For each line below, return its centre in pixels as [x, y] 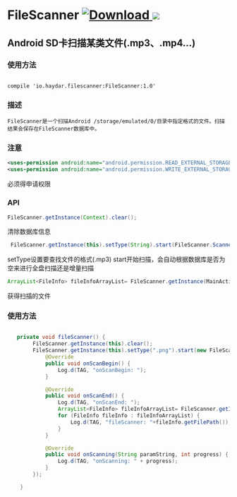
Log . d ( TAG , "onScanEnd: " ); [99, 402]
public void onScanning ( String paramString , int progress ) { [137, 455]
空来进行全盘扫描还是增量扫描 [50, 268]
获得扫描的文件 [29, 296]
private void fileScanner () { [61, 337]
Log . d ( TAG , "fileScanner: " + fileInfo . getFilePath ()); [151, 422]
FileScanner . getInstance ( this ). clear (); [93, 344]
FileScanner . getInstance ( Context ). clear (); [72, 217]
